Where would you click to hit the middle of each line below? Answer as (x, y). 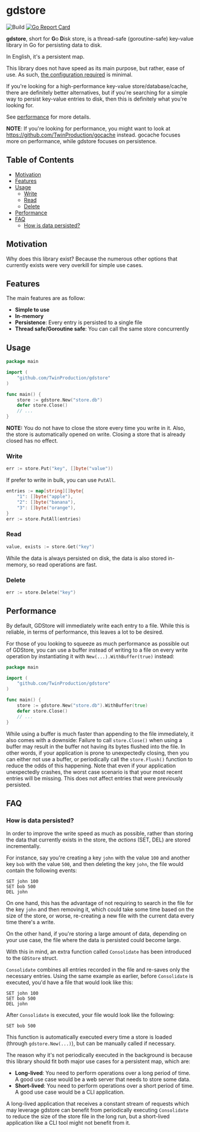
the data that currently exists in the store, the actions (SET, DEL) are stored (99, 840)
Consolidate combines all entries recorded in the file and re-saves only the (98, 970)
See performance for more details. (49, 117)
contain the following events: (42, 871)
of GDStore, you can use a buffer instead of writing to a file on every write (97, 650)
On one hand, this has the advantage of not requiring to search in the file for (100, 903)
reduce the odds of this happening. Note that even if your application (91, 765)
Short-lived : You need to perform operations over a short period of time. (104, 1086)
